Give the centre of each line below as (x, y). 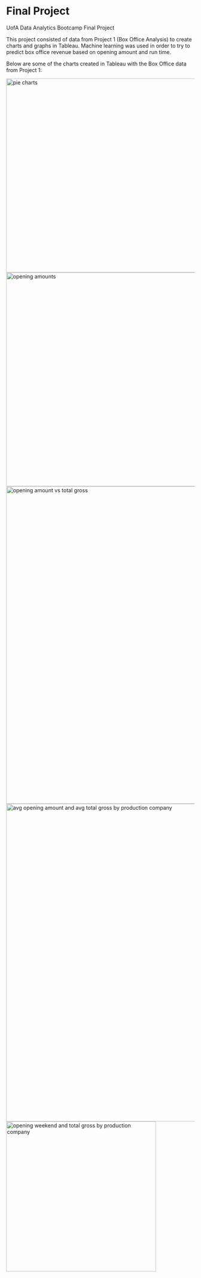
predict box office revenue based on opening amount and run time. (89, 52)
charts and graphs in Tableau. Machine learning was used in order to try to (98, 46)
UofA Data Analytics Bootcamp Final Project (60, 28)
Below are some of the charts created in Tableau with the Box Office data (96, 64)
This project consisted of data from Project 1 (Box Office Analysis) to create (99, 39)
